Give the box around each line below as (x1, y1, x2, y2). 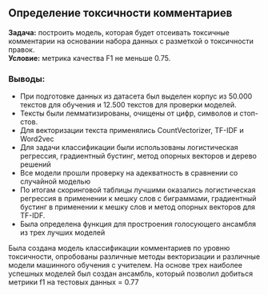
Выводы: (8, 73, 46, 84)
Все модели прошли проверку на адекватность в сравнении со (19, 168, 238, 178)
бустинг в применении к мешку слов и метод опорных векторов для (19, 202, 256, 212)
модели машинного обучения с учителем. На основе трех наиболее (8, 261, 242, 270)
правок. (8, 44, 35, 55)
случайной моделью (19, 176, 90, 187)
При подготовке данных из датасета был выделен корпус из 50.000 (19, 91, 253, 101)
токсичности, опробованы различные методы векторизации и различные (8, 252, 261, 261)
